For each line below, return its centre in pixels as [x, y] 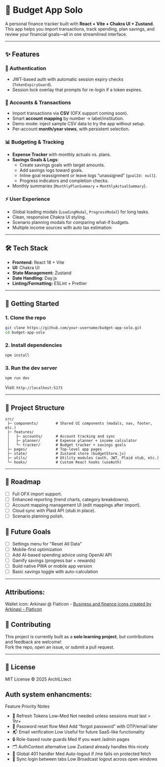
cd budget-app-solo [25, 332]
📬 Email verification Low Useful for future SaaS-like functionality [78, 732]
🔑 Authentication [26, 69]
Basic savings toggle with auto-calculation [55, 572]
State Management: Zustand [42, 273]
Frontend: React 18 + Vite [38, 262]
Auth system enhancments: [49, 695]
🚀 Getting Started [32, 304]
